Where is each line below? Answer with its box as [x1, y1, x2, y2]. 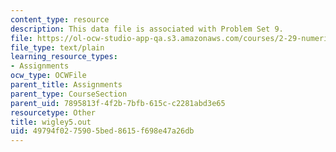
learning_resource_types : [10, 52, 118, 62]
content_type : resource [10, 14, 110, 25]
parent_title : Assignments [10, 80, 123, 90]
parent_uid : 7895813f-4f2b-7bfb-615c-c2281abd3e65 [10, 98, 226, 108]
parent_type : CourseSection [10, 89, 128, 99]
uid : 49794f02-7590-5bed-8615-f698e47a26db [10, 126, 195, 136]
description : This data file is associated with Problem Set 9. [10, 24, 284, 34]
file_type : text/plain [10, 42, 105, 53]
